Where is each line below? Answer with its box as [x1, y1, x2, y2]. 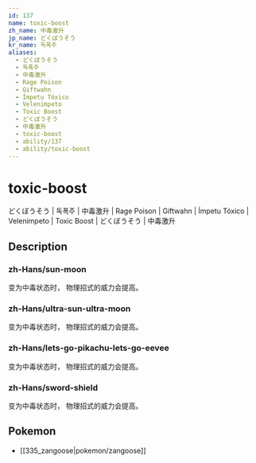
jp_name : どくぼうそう [8, 33, 76, 42]
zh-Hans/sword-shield [8, 382, 99, 393]
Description [8, 239, 68, 253]
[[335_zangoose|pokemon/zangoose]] [19, 445, 146, 455]
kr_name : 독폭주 [8, 41, 57, 49]
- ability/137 [15, 137, 62, 146]
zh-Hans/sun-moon [8, 263, 87, 274]
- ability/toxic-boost [15, 145, 91, 153]
